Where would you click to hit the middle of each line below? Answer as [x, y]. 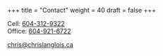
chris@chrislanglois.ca [41, 44]
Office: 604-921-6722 [40, 31]
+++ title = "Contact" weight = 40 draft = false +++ [82, 10]
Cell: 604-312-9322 [36, 23]
